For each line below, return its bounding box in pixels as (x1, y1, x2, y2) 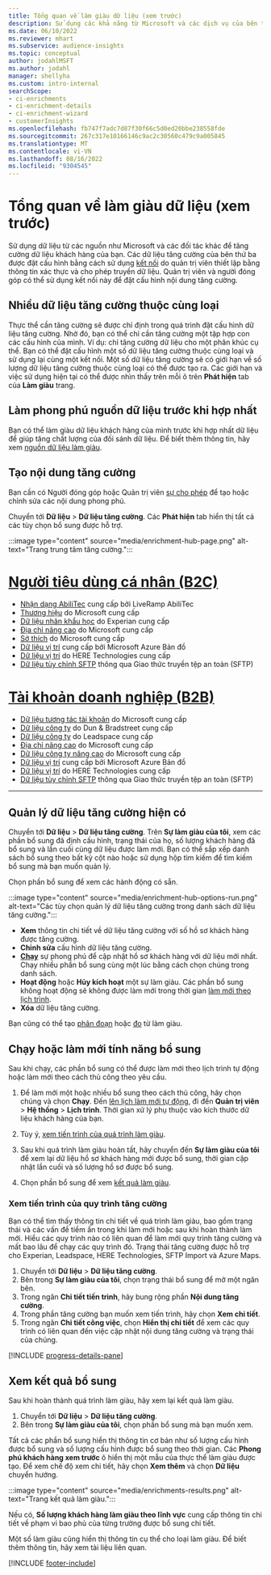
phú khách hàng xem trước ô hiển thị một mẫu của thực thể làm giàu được (8, 1453, 256, 1463)
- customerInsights (8, 117, 74, 125)
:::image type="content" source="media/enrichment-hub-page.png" (8, 535, 236, 546)
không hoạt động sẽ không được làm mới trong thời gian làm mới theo (19, 986, 252, 995)
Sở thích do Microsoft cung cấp (19, 634, 125, 644)
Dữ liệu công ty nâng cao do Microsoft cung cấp (19, 749, 181, 758)
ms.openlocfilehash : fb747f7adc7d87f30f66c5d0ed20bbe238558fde (8, 125, 226, 133)
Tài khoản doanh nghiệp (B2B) (8, 688, 215, 706)
